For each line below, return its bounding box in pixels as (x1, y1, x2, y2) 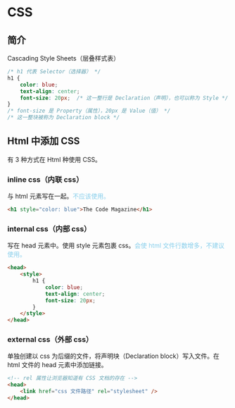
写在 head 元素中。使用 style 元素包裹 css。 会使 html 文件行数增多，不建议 (7, 241, 225, 250)
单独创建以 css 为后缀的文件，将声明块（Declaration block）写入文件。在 (7, 352, 220, 360)
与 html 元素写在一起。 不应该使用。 (7, 192, 110, 201)
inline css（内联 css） (7, 174, 84, 184)
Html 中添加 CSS (7, 135, 80, 147)
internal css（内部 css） (7, 223, 91, 233)
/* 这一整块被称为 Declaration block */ (7, 114, 120, 121)
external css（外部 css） (7, 335, 94, 345)
